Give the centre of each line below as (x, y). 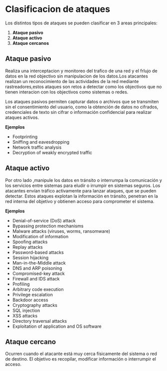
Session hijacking (30, 258)
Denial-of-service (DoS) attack (44, 220)
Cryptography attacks (35, 305)
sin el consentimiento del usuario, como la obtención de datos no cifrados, (82, 107)
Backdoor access (30, 300)
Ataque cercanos (30, 43)
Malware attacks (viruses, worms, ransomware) (61, 231)
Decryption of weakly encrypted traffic (52, 152)
